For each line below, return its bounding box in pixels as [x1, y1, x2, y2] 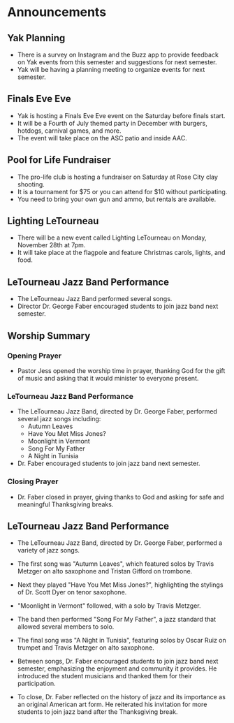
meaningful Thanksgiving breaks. [17, 500, 114, 509]
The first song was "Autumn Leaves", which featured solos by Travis [17, 560, 214, 568]
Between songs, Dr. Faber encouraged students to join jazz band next [17, 657, 219, 666]
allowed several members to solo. [17, 622, 115, 631]
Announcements [7, 4, 107, 20]
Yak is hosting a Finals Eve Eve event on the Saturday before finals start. [17, 111, 226, 119]
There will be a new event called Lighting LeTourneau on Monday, [17, 233, 207, 242]
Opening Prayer [7, 351, 61, 360]
